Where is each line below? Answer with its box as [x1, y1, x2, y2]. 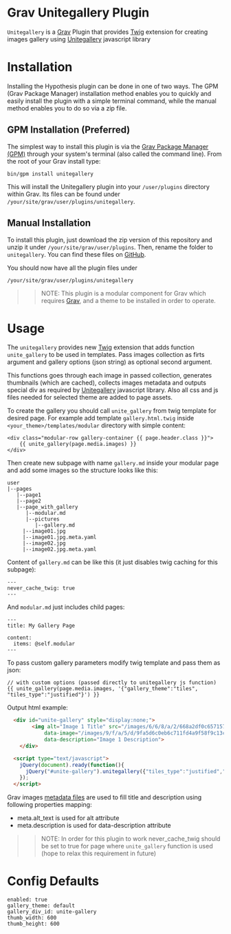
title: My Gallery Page [7, 623, 76, 630]
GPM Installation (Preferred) [7, 124, 131, 136]
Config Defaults [7, 873, 100, 889]
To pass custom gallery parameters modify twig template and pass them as [7, 659, 221, 667]
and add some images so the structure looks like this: [7, 466, 158, 474]
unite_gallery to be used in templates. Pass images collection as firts [7, 351, 205, 359]
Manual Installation [7, 217, 91, 229]
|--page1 [16, 492, 41, 498]
